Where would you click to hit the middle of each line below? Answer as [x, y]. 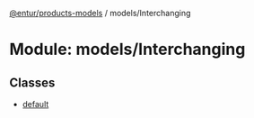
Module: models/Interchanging [127, 50]
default [35, 104]
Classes [32, 82]
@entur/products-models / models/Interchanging [100, 13]
